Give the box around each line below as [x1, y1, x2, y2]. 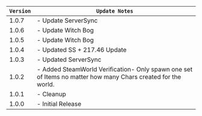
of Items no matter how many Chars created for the [37, 73, 182, 81]
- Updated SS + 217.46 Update [37, 46, 127, 53]
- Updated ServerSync [37, 55, 102, 64]
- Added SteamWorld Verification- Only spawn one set [37, 66, 193, 73]
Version [9, 8, 31, 14]
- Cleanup [37, 90, 66, 98]
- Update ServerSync [37, 16, 98, 25]
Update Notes [96, 8, 133, 14]
